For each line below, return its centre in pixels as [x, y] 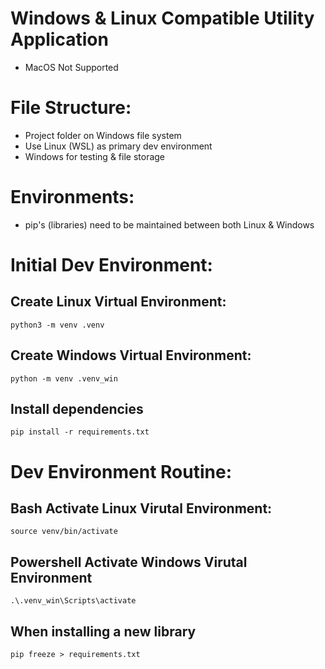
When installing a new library [103, 631]
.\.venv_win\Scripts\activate [73, 601]
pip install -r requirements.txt [80, 432]
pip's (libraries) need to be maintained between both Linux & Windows [169, 224]
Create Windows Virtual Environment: [131, 355]
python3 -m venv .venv [57, 325]
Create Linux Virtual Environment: [118, 302]
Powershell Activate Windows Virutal [129, 562]
